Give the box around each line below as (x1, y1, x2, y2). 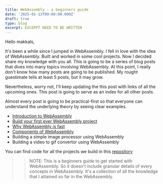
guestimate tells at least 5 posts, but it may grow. (5, 74, 104, 80)
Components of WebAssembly (12, 129, 74, 135)
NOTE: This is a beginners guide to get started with (29, 158, 133, 164)
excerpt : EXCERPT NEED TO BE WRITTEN (5, 25, 82, 30)
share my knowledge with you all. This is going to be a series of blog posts (5, 59, 156, 65)
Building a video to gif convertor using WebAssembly (12, 139, 119, 145)
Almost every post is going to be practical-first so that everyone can (5, 98, 143, 104)
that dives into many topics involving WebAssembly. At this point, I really (5, 64, 151, 70)
